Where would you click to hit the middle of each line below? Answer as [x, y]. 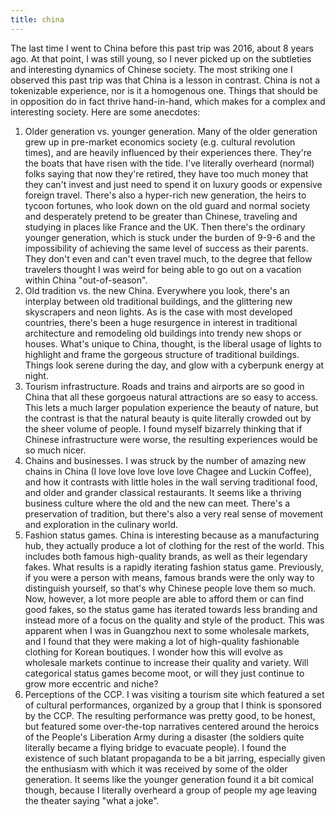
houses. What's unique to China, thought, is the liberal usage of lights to [173, 343]
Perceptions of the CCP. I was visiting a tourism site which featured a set [174, 694]
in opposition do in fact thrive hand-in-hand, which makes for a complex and [168, 101]
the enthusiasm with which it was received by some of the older [156, 768]
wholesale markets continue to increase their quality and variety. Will [166, 662]
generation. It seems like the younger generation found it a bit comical [169, 779]
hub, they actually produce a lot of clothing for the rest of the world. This [174, 545]
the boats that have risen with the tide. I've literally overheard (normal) [169, 163]
